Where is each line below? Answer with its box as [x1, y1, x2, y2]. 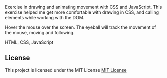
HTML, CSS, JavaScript [5, 39, 54, 45]
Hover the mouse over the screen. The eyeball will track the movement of [5, 24, 156, 30]
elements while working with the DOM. [5, 15, 85, 20]
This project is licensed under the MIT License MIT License [5, 67, 127, 73]
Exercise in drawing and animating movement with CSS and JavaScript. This [5, 4, 162, 10]
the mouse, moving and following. [5, 30, 75, 35]
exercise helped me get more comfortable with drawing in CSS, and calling [5, 9, 159, 15]
